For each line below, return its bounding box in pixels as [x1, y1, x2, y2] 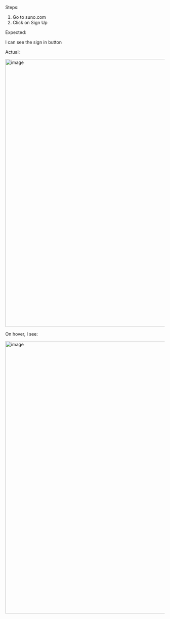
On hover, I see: [5, 331, 38, 337]
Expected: [5, 29, 27, 35]
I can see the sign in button [5, 39, 62, 45]
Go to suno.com [12, 14, 47, 20]
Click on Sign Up [12, 20, 48, 25]
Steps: [5, 5, 19, 10]
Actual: [5, 49, 20, 55]
